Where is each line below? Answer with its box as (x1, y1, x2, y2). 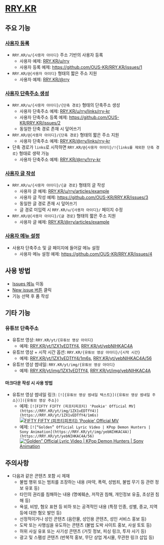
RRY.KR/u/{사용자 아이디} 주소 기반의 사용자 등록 (12, 52, 103, 58)
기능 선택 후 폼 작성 (12, 293, 49, 299)
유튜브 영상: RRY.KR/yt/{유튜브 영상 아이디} (12, 337, 94, 343)
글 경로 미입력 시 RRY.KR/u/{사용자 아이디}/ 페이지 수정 (19, 207, 123, 213)
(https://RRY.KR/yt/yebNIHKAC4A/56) (19, 434, 94, 439)
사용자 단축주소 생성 (5, 90, 49, 96)
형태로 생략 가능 (19, 151, 49, 157)
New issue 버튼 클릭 (12, 287, 52, 293)
